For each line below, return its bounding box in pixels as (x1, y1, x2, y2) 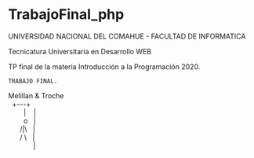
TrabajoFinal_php (8, 6, 125, 24)
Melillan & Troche (8, 90, 64, 100)
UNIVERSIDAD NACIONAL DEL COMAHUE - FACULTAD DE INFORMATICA (8, 31, 246, 41)
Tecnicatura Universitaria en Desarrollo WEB (8, 46, 151, 56)
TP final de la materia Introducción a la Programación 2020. (8, 61, 201, 72)
